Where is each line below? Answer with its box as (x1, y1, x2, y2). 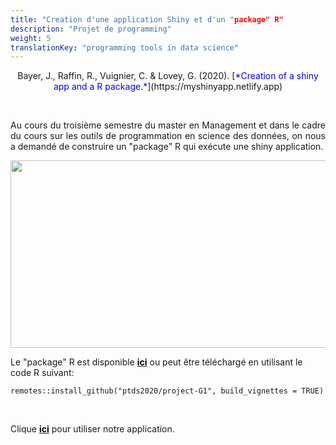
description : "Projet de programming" (10, 24, 172, 34)
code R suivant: (10, 367, 75, 379)
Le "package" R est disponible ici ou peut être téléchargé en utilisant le (10, 356, 303, 368)
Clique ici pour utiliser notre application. (10, 423, 175, 435)
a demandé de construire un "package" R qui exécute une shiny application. (10, 141, 324, 153)
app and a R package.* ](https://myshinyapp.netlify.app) (53, 81, 283, 93)
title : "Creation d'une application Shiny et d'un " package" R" (10, 14, 284, 25)
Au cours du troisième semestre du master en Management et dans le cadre (10, 119, 326, 131)
